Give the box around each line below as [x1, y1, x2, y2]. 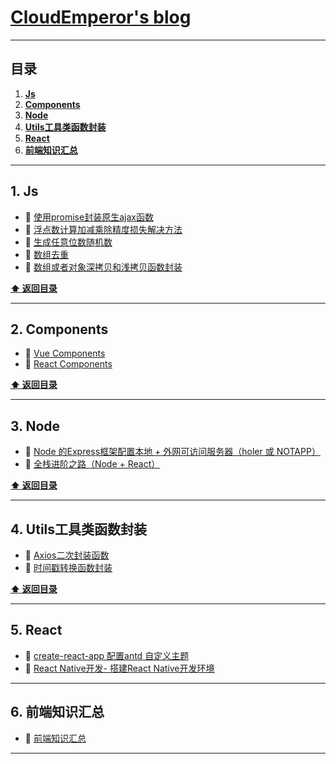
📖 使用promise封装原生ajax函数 [24, 211, 154, 223]
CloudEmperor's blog [10, 6, 192, 29]
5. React [10, 622, 63, 639]
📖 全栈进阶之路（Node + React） [24, 458, 161, 470]
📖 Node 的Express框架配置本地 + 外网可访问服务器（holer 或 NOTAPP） [24, 446, 321, 458]
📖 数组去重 [24, 248, 69, 260]
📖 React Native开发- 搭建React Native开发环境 [24, 662, 215, 674]
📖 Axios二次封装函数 [24, 549, 110, 561]
